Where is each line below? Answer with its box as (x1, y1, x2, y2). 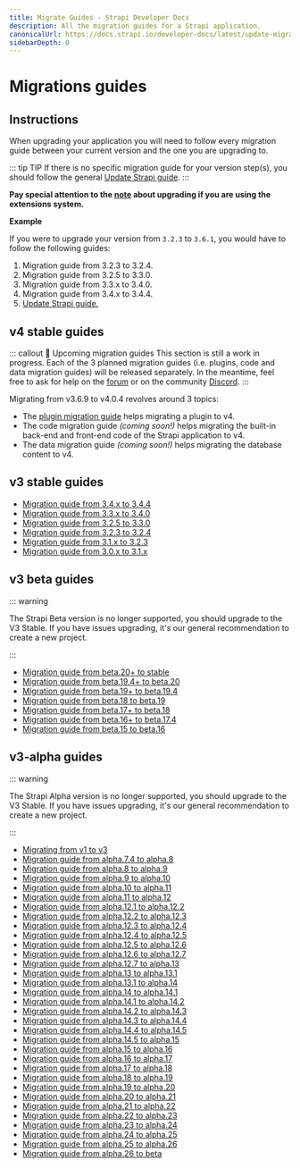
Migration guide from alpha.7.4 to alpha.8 (21, 853, 174, 864)
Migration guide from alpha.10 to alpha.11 (21, 882, 172, 893)
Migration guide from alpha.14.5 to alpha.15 (21, 1034, 180, 1045)
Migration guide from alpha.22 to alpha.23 (21, 1110, 178, 1121)
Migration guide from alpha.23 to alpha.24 (21, 1119, 179, 1130)
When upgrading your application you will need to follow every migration (9, 136, 277, 147)
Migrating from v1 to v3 (21, 844, 108, 854)
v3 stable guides (9, 475, 104, 490)
